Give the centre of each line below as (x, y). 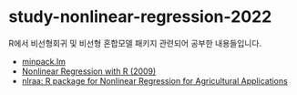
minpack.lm (43, 61)
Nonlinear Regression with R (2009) (89, 71)
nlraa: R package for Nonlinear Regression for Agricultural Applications (154, 80)
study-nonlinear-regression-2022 (140, 17)
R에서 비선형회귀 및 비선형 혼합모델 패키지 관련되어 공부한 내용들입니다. (135, 43)
